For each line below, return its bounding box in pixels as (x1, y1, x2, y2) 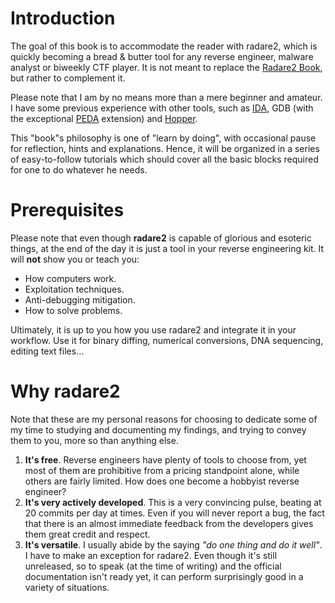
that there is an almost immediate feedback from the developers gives (24, 517, 314, 529)
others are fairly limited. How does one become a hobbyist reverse (24, 475, 300, 487)
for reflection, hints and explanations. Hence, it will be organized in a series (10, 142, 320, 154)
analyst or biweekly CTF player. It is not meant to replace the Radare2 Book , (10, 61, 323, 73)
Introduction (10, 7, 116, 30)
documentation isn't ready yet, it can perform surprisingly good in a (24, 570, 304, 582)
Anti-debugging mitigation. (24, 293, 136, 306)
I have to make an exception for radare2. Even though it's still (24, 549, 278, 561)
